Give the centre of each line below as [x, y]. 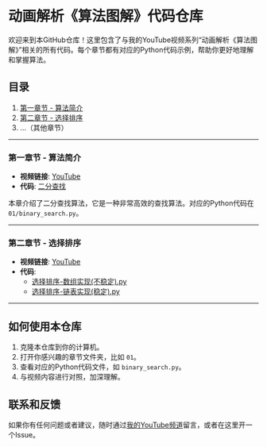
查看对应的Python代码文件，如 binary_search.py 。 [103, 367]
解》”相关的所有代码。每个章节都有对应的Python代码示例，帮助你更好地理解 [131, 49]
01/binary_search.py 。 [46, 213]
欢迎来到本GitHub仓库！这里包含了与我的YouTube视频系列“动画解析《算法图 [133, 40]
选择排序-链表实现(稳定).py [76, 291]
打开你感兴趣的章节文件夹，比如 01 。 [80, 357]
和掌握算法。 [29, 60]
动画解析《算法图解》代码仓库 [106, 16]
